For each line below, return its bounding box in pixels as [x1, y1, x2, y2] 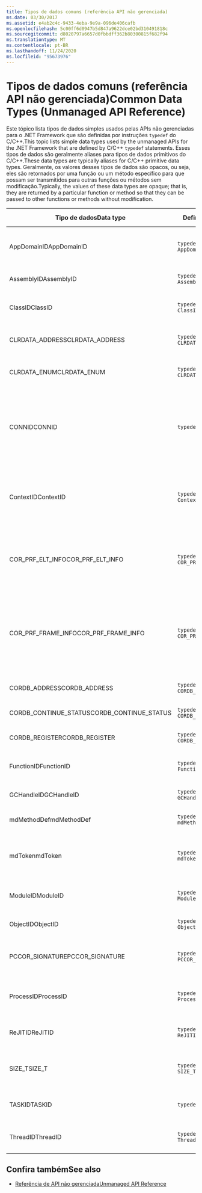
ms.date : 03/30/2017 [6, 14, 58, 20]
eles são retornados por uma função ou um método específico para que [6, 170, 185, 177]
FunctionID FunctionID [9, 762, 70, 770]
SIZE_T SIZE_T [9, 1064, 48, 1073]
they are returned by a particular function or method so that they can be [6, 189, 185, 196]
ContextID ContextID [9, 493, 66, 501]
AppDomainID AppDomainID [9, 242, 88, 250]
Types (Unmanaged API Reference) [6, 105, 186, 119]
